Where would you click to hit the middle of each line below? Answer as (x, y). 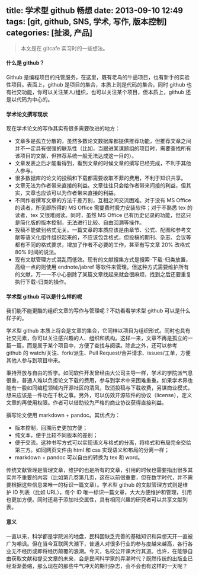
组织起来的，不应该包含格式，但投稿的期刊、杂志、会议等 (121, 237)
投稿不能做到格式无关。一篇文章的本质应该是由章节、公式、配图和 (95, 230)
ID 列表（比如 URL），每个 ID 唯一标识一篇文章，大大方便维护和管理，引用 (102, 492)
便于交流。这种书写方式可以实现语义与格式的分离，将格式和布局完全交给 (103, 443)
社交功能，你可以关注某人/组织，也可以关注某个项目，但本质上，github (98, 92)
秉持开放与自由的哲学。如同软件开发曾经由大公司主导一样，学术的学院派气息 (99, 373)
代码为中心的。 (35, 100)
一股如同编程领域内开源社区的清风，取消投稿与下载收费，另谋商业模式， (105, 388)
